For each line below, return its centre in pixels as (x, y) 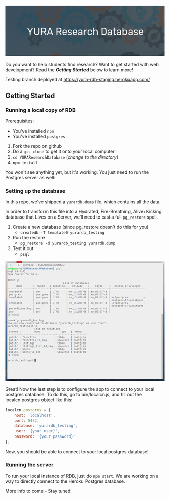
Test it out (23, 248)
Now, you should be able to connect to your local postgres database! (77, 451)
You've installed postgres (39, 136)
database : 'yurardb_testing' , (46, 426)
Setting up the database (35, 191)
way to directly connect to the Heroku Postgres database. (65, 481)
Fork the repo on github (37, 146)
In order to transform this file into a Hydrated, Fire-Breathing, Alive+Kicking (83, 212)
